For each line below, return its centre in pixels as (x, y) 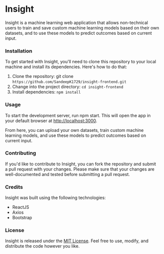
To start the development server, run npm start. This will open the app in (78, 115)
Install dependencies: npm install (46, 92)
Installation (19, 51)
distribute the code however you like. (42, 246)
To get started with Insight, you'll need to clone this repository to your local (81, 62)
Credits (14, 187)
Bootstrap (22, 218)
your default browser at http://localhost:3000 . (51, 121)
